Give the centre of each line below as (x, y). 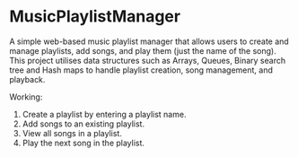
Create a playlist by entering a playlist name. (104, 114)
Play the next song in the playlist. (83, 143)
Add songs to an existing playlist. (83, 124)
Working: (26, 97)
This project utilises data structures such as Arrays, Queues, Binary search (147, 60)
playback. (27, 79)
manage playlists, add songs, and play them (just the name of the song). (143, 50)
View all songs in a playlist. (72, 133)
